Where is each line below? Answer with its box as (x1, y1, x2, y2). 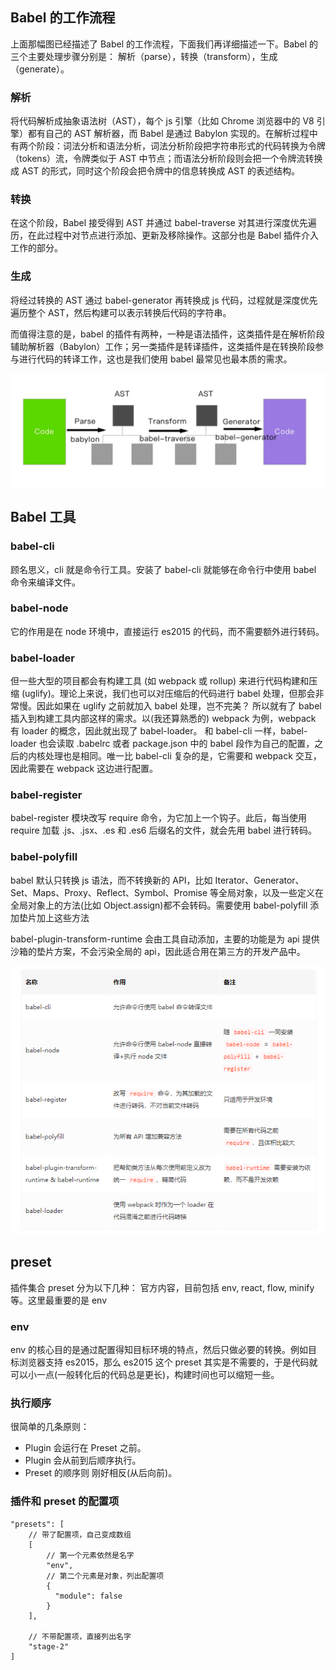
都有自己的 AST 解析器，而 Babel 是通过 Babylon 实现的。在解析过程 (27, 128, 310, 140)
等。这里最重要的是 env (10, 1294, 108, 1306)
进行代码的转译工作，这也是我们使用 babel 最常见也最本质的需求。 (18, 353, 293, 365)
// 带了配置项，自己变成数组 (28, 1529, 132, 1540)
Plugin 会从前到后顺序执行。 (24, 1454, 142, 1467)
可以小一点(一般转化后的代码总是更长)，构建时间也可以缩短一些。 (10, 1369, 280, 1381)
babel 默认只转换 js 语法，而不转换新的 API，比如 (10, 874, 213, 886)
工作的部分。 (10, 242, 63, 254)
